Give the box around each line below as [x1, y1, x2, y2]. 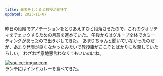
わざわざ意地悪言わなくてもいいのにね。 [23, 50, 104, 56]
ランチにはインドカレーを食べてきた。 [5, 65, 82, 71]
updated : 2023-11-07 [5, 12, 47, 17]
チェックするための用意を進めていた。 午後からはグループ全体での [13, 32, 147, 38]
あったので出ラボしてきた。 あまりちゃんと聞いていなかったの [26, 38, 151, 44]
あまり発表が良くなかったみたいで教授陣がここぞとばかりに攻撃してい [13, 44, 154, 50]
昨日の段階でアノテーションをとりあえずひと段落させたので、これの [5, 25, 141, 32]
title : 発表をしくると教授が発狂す [5, 7, 68, 12]
